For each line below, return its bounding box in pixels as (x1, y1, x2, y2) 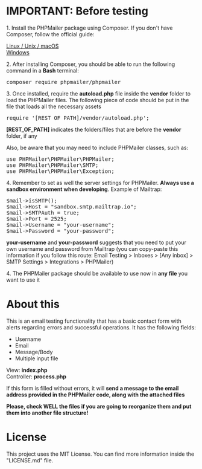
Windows (6, 48, 30, 56)
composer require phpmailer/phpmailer (6, 79, 121, 85)
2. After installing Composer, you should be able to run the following (6, 60, 175, 68)
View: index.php (6, 366, 48, 374)
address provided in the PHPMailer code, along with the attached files (6, 391, 185, 398)
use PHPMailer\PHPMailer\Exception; (6, 167, 115, 175)
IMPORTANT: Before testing (6, 4, 149, 18)
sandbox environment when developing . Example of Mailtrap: (6, 186, 162, 193)
